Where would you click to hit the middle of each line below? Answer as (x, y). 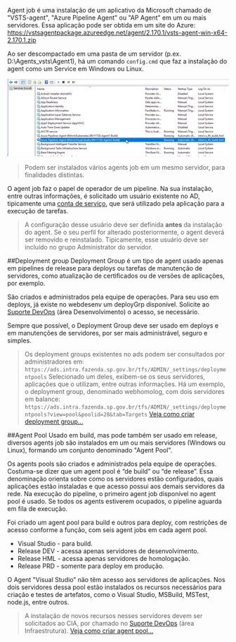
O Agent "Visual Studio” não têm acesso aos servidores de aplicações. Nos (117, 579)
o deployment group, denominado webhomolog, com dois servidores (124, 391)
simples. (19, 340)
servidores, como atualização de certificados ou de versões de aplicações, (116, 276)
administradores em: (54, 362)
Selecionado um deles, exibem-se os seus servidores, (127, 376)
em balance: (42, 399)
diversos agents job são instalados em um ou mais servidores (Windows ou (117, 443)
